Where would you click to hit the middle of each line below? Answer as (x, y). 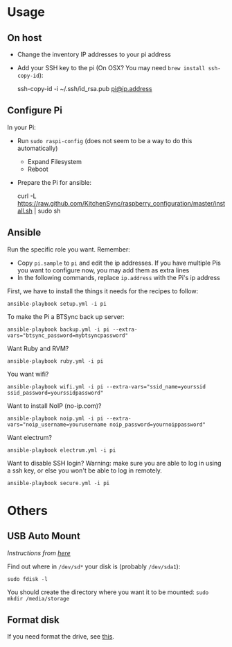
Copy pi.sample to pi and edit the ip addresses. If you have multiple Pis (119, 263)
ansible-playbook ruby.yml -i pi (55, 361)
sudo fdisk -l (28, 579)
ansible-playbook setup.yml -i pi (57, 304)
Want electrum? (29, 437)
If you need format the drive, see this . (61, 637)
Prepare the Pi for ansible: (54, 182)
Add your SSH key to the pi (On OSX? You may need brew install (111, 68)
